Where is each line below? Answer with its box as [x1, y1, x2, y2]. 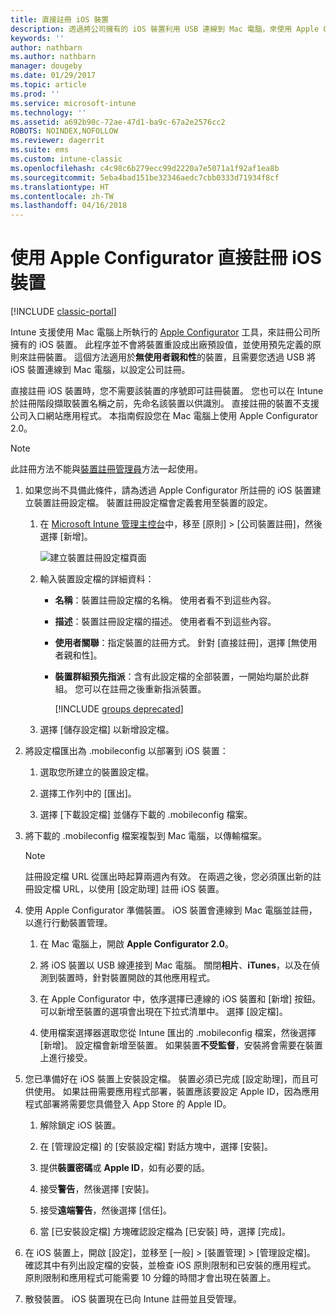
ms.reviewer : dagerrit [10, 136, 105, 146]
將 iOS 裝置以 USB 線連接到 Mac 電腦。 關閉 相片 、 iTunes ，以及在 [39, 959, 312, 971]
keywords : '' [10, 33, 65, 43]
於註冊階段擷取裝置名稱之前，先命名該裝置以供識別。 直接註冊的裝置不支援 [10, 397, 320, 410]
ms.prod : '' [10, 89, 60, 99]
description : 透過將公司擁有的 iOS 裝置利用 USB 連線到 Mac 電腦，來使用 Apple [10, 24, 320, 34]
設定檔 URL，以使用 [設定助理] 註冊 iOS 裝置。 [33, 883, 225, 895]
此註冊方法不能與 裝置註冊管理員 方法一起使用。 [10, 463, 203, 475]
